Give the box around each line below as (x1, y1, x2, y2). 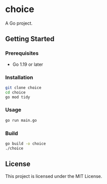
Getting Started (5, 35, 55, 43)
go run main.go (5, 118, 37, 123)
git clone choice (5, 85, 42, 90)
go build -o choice (5, 141, 46, 146)
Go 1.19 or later (12, 61, 44, 67)
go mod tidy (5, 95, 30, 100)
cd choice (5, 89, 26, 95)
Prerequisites (5, 50, 39, 57)
